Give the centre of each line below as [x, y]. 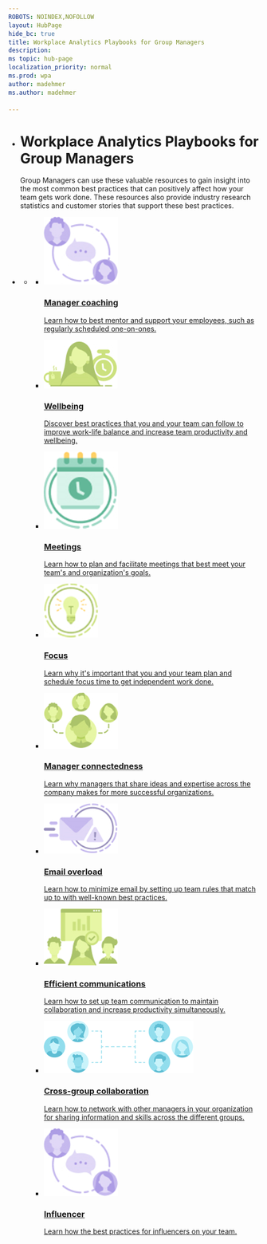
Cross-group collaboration [96, 1091]
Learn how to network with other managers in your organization [148, 1108]
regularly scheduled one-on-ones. [100, 329]
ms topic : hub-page [41, 59]
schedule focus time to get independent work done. [128, 681]
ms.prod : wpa [30, 76]
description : [30, 51]
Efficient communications [94, 984]
